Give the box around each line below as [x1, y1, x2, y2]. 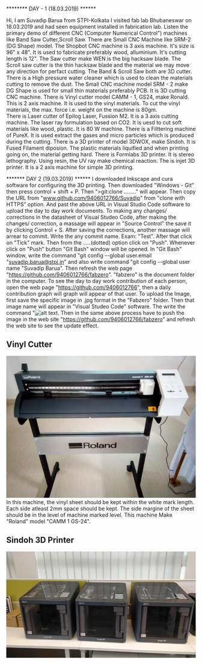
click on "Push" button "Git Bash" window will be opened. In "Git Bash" [6, 246, 182, 252]
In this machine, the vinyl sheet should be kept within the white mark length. [6, 498, 194, 505]
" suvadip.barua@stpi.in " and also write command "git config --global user [6, 258, 191, 265]
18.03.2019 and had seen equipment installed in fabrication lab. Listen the [6, 23, 188, 30]
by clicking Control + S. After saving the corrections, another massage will [6, 227, 191, 233]
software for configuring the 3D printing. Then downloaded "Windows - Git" [6, 181, 194, 189]
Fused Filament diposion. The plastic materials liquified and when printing [6, 144, 189, 151]
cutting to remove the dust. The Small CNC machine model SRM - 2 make [6, 81, 188, 88]
